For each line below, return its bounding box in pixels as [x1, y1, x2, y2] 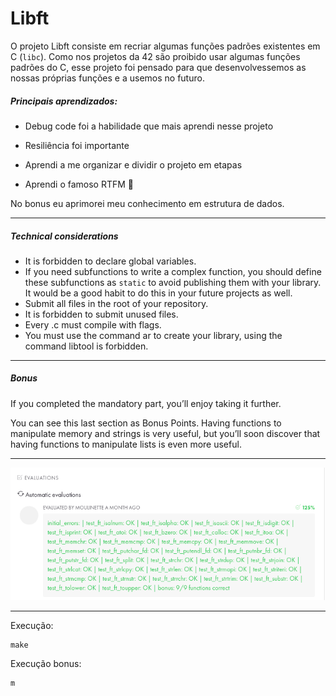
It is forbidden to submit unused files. [24, 308, 179, 320]
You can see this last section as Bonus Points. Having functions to [10, 417, 282, 429]
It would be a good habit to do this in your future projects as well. [24, 287, 293, 299]
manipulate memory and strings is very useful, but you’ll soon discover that [10, 427, 321, 439]
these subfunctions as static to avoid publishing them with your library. [24, 276, 322, 288]
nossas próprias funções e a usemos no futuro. [10, 72, 205, 84]
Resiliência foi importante [24, 139, 130, 151]
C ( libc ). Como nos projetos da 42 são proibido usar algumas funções [10, 50, 301, 62]
